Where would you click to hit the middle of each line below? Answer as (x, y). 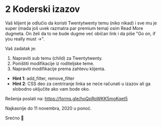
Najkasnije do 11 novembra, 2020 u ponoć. (48, 108)
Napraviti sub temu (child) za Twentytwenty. (57, 58)
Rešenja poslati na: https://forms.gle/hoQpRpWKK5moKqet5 (66, 99)
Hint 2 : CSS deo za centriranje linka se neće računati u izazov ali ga (81, 84)
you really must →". (25, 39)
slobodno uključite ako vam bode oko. (51, 89)
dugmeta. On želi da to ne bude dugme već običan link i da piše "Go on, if (81, 33)
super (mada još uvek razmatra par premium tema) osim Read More (74, 28)
